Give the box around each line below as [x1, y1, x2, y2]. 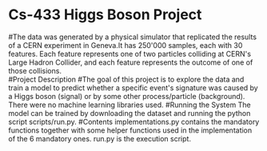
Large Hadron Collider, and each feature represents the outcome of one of [8, 58, 253, 67]
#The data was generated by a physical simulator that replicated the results [8, 32, 257, 42]
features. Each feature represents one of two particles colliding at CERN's [8, 49, 252, 58]
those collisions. [8, 66, 62, 75]
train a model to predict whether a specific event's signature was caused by [8, 82, 258, 93]
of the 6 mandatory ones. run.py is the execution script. [8, 133, 192, 143]
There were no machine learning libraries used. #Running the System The [8, 100, 251, 109]
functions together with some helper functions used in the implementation [8, 125, 253, 135]
